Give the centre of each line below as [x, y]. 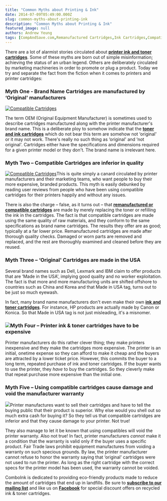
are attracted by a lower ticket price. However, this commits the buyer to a [81, 359]
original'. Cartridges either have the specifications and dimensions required [82, 145]
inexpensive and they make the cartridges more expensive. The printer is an [83, 348]
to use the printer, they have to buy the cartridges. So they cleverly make [80, 369]
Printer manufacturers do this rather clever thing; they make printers [75, 343]
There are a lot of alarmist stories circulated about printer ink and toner [79, 52]
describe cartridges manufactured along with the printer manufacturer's [79, 123]
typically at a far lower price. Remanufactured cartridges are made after [79, 231]
